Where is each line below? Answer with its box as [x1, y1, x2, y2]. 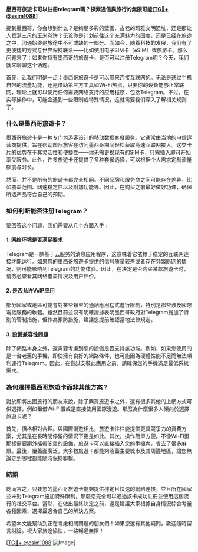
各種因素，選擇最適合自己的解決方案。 [6, 507, 99, 514]
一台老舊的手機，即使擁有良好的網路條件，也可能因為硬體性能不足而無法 [11, 352, 187, 359]
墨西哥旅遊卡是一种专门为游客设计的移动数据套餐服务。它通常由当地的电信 [6, 134, 187, 141]
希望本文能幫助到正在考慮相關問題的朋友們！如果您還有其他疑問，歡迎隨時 [6, 520, 187, 527]
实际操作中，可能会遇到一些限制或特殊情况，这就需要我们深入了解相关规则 [6, 96, 187, 103]
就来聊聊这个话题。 [6, 61, 53, 68]
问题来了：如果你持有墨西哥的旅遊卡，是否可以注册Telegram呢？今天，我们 [6, 54, 189, 61]
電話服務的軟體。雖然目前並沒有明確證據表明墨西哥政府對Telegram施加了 [6, 309, 184, 316]
